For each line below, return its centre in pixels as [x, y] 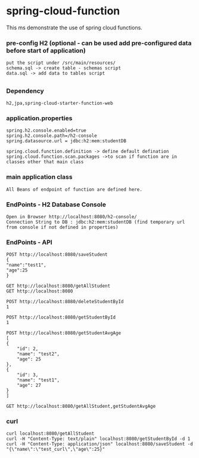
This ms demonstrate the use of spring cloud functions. [74, 28]
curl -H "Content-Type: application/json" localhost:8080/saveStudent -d [100, 444]
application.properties [39, 118]
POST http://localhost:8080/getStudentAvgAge [63, 333]
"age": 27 [29, 386]
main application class [39, 177]
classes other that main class [45, 162]
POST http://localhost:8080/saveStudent [57, 255]
